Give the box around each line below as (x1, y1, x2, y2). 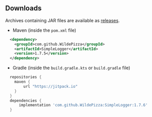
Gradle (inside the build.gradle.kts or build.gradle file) (12, 65, 130, 71)
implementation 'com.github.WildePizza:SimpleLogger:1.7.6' (18, 103, 148, 108)
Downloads (5, 4, 42, 13)
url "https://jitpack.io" (23, 84, 78, 89)
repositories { (10, 75, 42, 80)
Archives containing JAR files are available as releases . (5, 17, 120, 23)
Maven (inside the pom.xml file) (12, 27, 77, 33)
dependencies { (10, 98, 42, 103)
